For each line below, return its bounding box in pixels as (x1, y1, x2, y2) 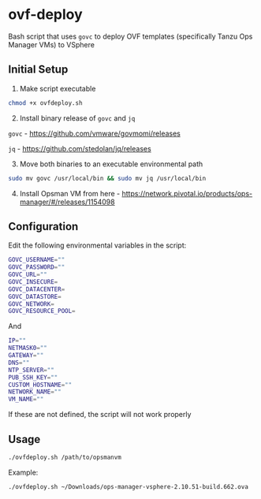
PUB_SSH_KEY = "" (8, 373, 58, 382)
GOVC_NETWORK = (8, 300, 55, 308)
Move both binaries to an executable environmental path (19, 159, 203, 169)
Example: (8, 467, 39, 477)
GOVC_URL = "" (8, 270, 47, 279)
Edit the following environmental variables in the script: (8, 240, 187, 250)
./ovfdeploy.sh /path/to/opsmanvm (8, 453, 122, 461)
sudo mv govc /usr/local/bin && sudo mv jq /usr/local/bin (8, 174, 207, 182)
